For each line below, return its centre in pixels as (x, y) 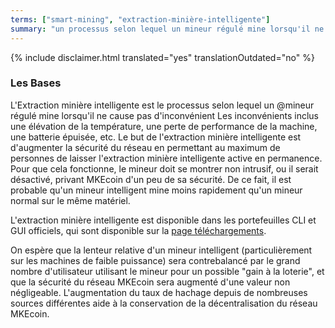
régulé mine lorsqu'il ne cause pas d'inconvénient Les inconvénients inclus (164, 115)
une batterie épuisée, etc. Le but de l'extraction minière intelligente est (156, 137)
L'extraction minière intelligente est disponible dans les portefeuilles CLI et (163, 220)
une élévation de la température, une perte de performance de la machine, (164, 126)
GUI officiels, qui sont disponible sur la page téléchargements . (138, 230)
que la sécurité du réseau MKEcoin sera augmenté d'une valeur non (150, 282)
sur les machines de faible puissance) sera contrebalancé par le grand (155, 260)
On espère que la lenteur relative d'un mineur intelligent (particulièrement (161, 250)
